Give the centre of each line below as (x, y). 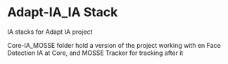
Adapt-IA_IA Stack (63, 12)
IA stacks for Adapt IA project (50, 32)
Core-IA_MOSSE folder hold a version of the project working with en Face (114, 45)
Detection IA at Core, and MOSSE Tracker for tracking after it (95, 53)
